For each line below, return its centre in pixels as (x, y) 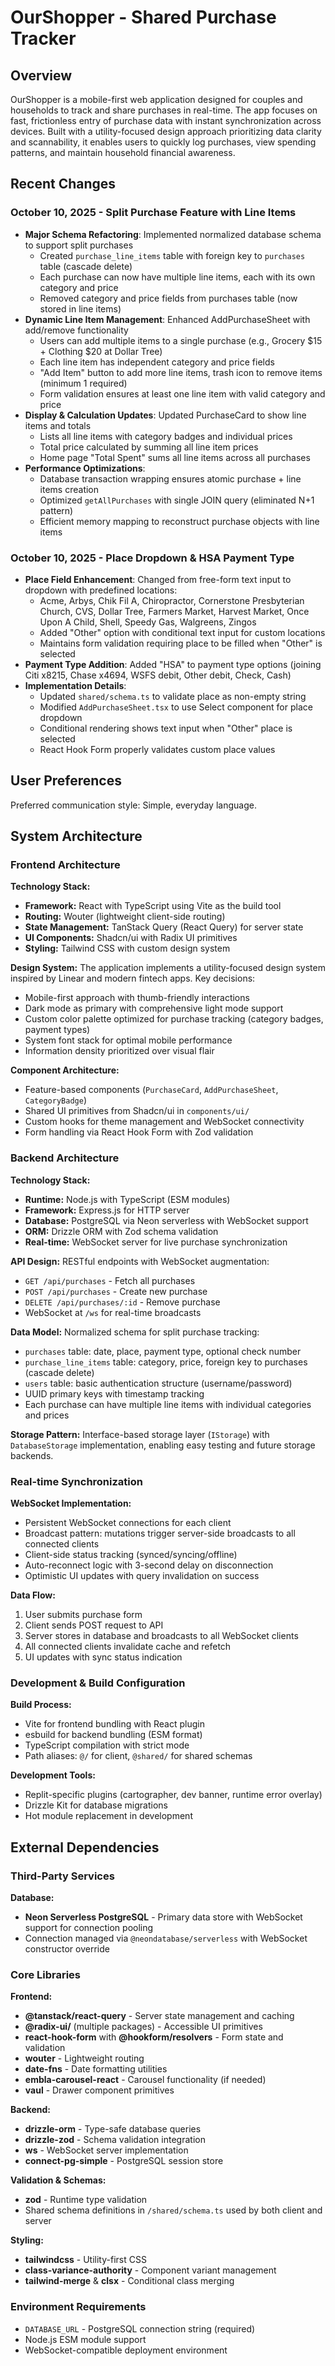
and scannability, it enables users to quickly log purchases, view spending (163, 142)
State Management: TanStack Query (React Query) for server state (164, 927)
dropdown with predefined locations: (101, 590)
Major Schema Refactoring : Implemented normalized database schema (173, 234)
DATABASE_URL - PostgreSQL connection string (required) (140, 2328)
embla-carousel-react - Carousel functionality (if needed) (145, 2080)
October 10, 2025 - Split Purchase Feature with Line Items (153, 213)
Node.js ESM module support (85, 2339)
